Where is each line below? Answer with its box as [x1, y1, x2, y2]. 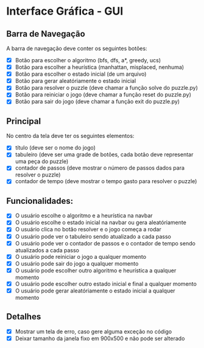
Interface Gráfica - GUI [6, 4, 124, 18]
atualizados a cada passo [15, 246, 79, 254]
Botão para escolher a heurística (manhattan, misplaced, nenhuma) [15, 63, 185, 71]
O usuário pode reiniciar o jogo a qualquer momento [15, 253, 147, 260]
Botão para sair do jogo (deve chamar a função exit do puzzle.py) [15, 98, 180, 105]
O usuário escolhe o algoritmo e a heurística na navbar [15, 212, 153, 219]
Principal [6, 116, 41, 126]
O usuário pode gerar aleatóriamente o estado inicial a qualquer [15, 287, 175, 294]
